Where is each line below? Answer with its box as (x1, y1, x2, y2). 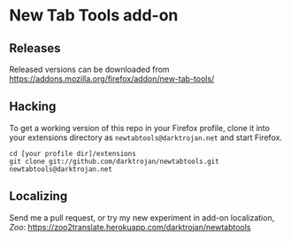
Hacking (9, 99, 57, 114)
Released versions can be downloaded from (9, 64, 170, 74)
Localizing (9, 189, 68, 204)
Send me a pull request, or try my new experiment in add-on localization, (9, 212, 275, 222)
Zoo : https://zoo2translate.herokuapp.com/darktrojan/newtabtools (9, 222, 251, 232)
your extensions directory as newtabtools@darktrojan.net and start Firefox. (9, 132, 283, 143)
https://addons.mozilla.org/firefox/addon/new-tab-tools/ (9, 74, 215, 84)
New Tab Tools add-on (9, 5, 179, 26)
